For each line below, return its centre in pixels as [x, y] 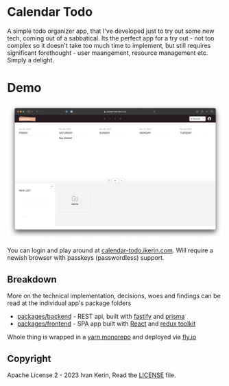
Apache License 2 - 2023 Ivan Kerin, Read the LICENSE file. [92, 375]
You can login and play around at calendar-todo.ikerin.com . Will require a [110, 250]
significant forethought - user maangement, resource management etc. [108, 53]
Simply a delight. [31, 60]
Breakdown [32, 279]
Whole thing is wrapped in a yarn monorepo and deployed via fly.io [102, 337]
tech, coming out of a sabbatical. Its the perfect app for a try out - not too [111, 38]
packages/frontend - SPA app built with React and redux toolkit [106, 324]
